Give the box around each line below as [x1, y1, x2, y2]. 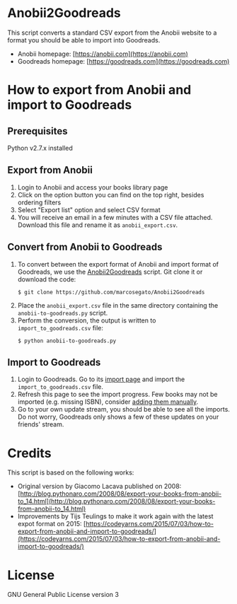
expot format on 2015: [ [17, 520, 86, 528]
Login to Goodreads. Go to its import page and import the [17, 375, 185, 383]
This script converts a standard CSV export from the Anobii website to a [7, 28, 217, 37]
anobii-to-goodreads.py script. [17, 308, 108, 317]
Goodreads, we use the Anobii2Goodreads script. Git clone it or [17, 267, 203, 276]
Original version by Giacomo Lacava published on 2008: [17, 482, 182, 491]
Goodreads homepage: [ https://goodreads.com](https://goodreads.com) [17, 57, 230, 65]
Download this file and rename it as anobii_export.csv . [17, 221, 178, 229]
